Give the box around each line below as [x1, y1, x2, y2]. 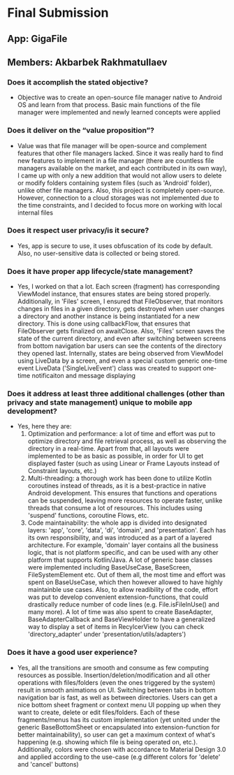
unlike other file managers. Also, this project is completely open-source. [17, 186, 225, 194]
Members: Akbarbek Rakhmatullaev [7, 56, 168, 68]
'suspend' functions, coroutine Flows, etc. [27, 512, 149, 520]
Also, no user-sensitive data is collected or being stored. [17, 249, 180, 257]
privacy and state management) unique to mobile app [7, 398, 193, 407]
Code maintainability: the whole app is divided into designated [27, 519, 207, 527]
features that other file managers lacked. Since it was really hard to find [17, 149, 224, 157]
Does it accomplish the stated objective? [7, 77, 149, 87]
